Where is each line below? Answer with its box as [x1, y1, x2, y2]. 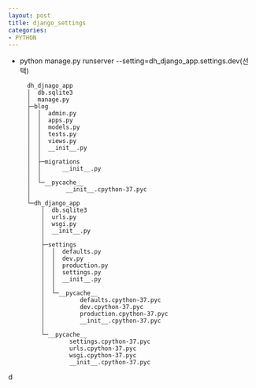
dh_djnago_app [27, 82, 73, 90]
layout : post [8, 11, 51, 20]
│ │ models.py [27, 123, 80, 131]
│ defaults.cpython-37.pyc [40, 296, 161, 304]
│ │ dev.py [40, 254, 84, 263]
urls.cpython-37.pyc [69, 345, 137, 352]
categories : [8, 26, 47, 34]
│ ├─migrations [27, 158, 80, 166]
